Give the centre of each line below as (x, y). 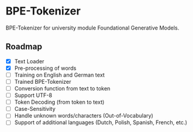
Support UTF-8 (33, 95)
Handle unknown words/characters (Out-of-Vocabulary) (84, 116)
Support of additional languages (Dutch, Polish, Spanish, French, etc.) (101, 122)
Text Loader (29, 61)
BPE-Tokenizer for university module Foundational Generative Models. (93, 28)
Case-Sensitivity (35, 109)
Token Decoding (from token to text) (59, 102)
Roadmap (24, 47)
